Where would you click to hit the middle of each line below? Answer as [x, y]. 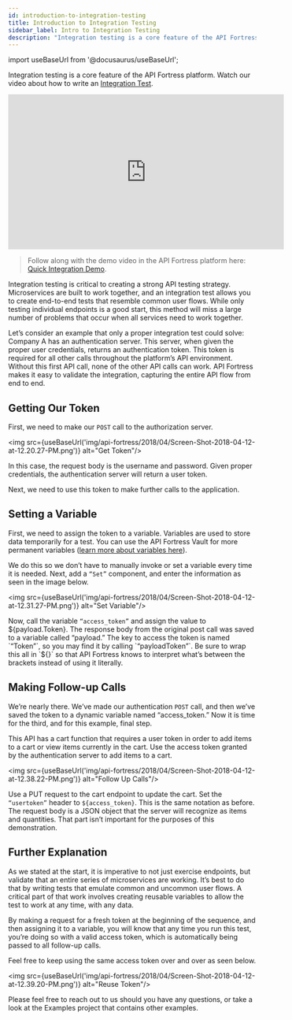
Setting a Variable [53, 514]
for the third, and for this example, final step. [80, 723]
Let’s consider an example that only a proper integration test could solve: [126, 333]
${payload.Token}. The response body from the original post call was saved [131, 629]
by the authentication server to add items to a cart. [91, 755]
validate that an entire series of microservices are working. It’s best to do [126, 880]
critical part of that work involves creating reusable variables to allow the [126, 896]
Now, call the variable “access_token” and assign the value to [107, 621]
